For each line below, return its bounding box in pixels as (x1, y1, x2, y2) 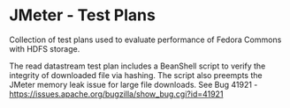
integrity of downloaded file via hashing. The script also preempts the (9, 69, 263, 80)
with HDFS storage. (9, 43, 80, 54)
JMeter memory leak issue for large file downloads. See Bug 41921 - (9, 79, 258, 90)
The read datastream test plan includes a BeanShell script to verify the (9, 61, 266, 71)
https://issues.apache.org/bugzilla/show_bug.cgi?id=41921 (9, 89, 224, 99)
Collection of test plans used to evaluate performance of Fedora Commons (9, 34, 282, 45)
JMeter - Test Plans (9, 5, 156, 25)
